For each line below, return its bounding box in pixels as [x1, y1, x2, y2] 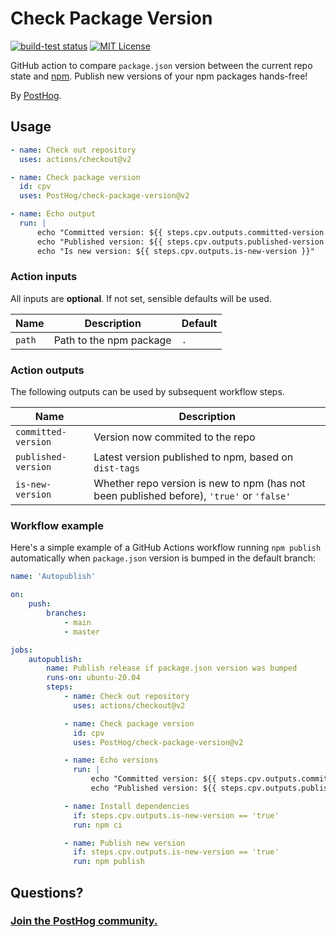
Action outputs [10, 363, 85, 377]
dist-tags [93, 463, 141, 474]
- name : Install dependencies [63, 801, 190, 811]
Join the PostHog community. [10, 914, 158, 928]
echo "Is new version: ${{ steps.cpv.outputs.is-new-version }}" [36, 246, 315, 256]
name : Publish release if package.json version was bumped [46, 663, 298, 674]
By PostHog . [10, 89, 62, 101]
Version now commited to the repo [93, 430, 256, 444]
